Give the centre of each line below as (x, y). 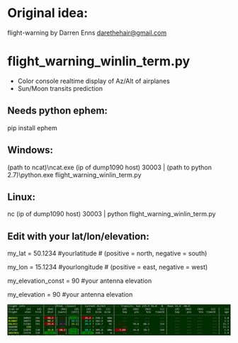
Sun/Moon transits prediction (60, 88)
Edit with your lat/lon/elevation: (79, 236)
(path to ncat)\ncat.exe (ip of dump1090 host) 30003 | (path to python (110, 167)
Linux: (21, 197)
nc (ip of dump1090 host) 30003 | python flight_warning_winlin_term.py (112, 214)
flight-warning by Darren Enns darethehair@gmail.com (87, 33)
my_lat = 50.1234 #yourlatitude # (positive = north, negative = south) (107, 254)
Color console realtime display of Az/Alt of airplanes (93, 81)
